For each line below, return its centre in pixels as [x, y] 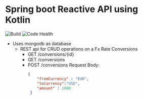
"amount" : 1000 [54, 88]
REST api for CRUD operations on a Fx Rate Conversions [79, 49]
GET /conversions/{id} [51, 54]
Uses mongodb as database [42, 43]
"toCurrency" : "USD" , [59, 83]
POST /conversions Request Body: [64, 65]
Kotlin [18, 20]
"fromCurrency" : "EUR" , [63, 79]
